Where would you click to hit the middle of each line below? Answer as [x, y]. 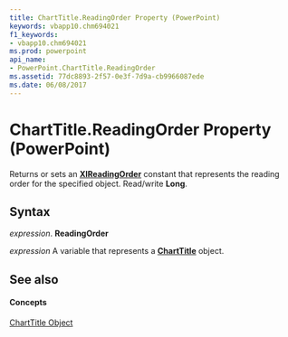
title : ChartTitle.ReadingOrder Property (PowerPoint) [115, 18]
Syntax [30, 212]
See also [34, 280]
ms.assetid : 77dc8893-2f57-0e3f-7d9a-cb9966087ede [107, 77]
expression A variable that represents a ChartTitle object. [117, 251]
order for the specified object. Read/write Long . [99, 183]
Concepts [28, 303]
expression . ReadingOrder [59, 234]
